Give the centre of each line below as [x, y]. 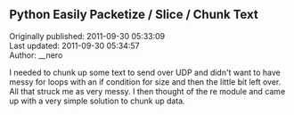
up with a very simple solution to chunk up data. [97, 101]
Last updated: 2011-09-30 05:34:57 [74, 45]
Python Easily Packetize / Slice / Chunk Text [134, 15]
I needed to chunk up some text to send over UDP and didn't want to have [145, 72]
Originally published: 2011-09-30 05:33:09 [87, 36]
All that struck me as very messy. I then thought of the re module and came [147, 91]
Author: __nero [36, 55]
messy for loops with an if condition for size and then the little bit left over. [145, 82]
